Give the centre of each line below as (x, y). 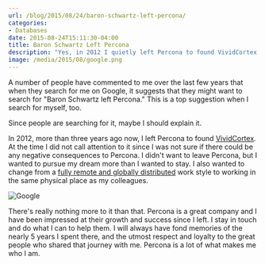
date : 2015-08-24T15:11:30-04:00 (63, 38)
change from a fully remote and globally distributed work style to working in (132, 172)
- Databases (28, 30)
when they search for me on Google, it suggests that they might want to (125, 90)
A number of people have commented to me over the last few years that (126, 82)
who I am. (24, 253)
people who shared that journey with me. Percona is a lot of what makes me (132, 245)
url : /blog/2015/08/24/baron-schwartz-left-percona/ (97, 15)
